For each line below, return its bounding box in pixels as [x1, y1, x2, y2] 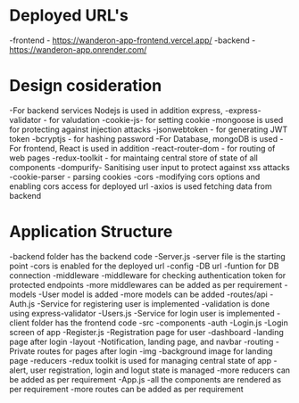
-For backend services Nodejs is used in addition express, [9, 104, 223, 116]
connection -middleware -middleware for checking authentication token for [9, 269, 287, 281]
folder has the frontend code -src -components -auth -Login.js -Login [30, 317, 288, 328]
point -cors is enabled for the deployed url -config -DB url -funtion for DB [9, 260, 279, 271]
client [9, 317, 29, 328]
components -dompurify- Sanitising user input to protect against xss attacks [9, 161, 290, 172]
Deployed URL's [9, 5, 129, 26]
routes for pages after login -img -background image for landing [37, 345, 273, 357]
